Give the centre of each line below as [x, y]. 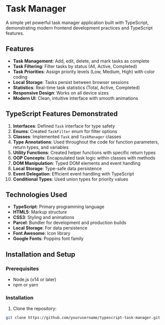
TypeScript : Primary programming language [58, 207]
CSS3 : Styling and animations [43, 217]
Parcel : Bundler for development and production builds [69, 222]
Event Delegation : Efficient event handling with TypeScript [73, 173]
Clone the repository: [35, 308]
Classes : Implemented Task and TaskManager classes [67, 136]
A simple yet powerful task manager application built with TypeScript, [77, 22]
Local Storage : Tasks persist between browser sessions [71, 82]
